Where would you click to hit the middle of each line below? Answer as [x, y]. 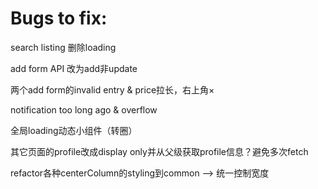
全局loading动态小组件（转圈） [74, 130]
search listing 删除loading [63, 47]
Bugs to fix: [59, 18]
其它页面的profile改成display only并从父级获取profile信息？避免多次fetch [159, 151]
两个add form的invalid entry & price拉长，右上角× [112, 89]
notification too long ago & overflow [84, 109]
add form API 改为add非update [74, 68]
